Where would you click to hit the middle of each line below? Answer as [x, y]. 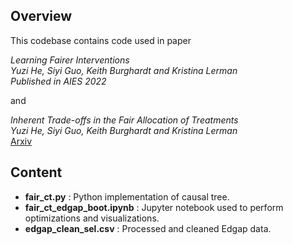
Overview [41, 16]
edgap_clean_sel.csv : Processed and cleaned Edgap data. [148, 228]
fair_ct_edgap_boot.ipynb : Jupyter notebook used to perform [154, 207]
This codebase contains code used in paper [101, 40]
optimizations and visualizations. [92, 218]
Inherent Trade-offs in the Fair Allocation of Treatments [124, 120]
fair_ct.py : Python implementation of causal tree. [127, 196]
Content [36, 172]
